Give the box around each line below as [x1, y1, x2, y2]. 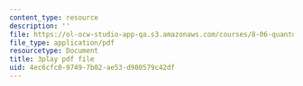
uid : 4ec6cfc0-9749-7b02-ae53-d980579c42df [9, 64, 176, 73]
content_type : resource [9, 13, 99, 22]
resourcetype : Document [9, 47, 99, 56]
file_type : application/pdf [9, 38, 115, 47]
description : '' [9, 21, 70, 30]
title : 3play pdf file [9, 55, 95, 64]
